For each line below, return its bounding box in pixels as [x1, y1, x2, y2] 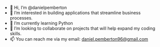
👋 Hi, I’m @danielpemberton [9, 5, 67, 10]
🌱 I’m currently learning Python [9, 20, 73, 26]
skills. [9, 31, 22, 36]
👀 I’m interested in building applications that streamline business [9, 10, 141, 16]
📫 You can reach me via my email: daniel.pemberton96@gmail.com [9, 36, 148, 42]
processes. [9, 15, 33, 21]
